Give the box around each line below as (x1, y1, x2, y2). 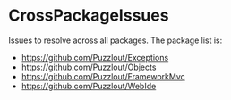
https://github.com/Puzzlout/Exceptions (21, 52, 169, 62)
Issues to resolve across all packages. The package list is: (8, 35, 223, 46)
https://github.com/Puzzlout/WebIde (21, 80, 157, 91)
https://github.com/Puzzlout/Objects (21, 62, 157, 72)
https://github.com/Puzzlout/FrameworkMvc (21, 71, 185, 81)
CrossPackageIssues (8, 5, 169, 26)
